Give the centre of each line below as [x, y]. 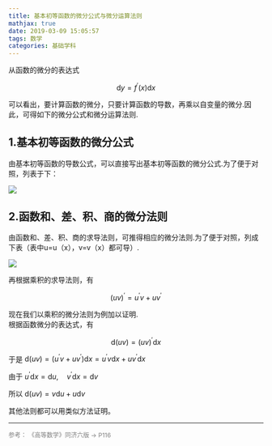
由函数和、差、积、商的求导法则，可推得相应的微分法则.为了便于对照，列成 [134, 238]
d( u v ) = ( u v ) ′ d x [136, 341]
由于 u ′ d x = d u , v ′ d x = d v [53, 376]
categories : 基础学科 [42, 46]
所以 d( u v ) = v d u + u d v [47, 394]
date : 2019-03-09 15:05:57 [54, 31]
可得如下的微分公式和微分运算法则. [81, 114]
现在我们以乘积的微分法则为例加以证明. [74, 314]
